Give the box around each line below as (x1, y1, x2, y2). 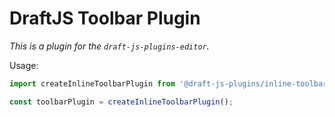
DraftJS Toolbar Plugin (9, 7, 201, 30)
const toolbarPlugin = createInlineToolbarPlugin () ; (9, 97, 234, 107)
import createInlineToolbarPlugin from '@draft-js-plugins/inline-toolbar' (9, 78, 332, 89)
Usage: (9, 59, 39, 71)
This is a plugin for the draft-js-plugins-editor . (9, 40, 210, 52)
